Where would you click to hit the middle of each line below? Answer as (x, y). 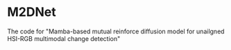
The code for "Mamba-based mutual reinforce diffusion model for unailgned (116, 31)
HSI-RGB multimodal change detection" (64, 38)
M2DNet (32, 12)
